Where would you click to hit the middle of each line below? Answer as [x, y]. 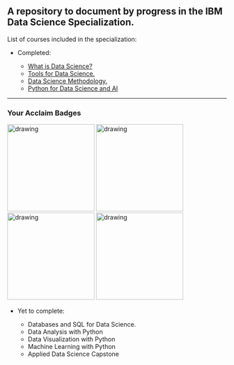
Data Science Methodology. [68, 81]
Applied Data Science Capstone [73, 354]
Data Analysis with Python [65, 332]
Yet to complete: [41, 311]
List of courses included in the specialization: [72, 39]
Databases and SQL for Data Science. [82, 325]
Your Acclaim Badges [44, 113]
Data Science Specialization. [71, 23]
